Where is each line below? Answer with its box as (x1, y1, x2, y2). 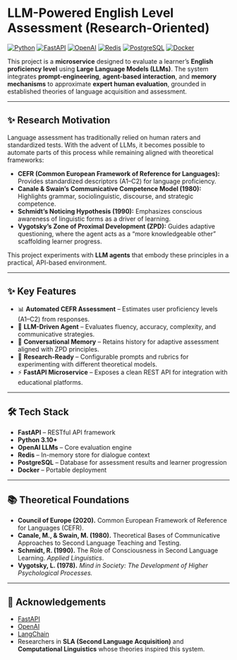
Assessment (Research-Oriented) (7, 20, 210, 36)
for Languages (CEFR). (17, 523, 85, 532)
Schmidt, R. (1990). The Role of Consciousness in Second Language (17, 546, 219, 555)
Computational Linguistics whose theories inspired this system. (17, 645, 205, 653)
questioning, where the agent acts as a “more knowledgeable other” (17, 229, 217, 238)
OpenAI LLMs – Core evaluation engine (17, 444, 133, 452)
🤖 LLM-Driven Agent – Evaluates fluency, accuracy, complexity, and (17, 322, 217, 330)
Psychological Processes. (17, 569, 93, 577)
